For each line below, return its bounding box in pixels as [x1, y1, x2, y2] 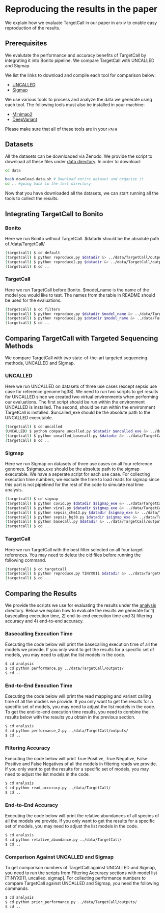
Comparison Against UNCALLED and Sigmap [5, 854, 114, 860]
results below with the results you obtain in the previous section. [5, 714, 136, 720]
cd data [5, 168, 21, 173]
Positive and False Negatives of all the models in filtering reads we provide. [5, 761, 157, 767]
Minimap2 [12, 111, 33, 117]
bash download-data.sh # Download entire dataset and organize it [5, 177, 144, 182]
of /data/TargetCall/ [5, 241, 45, 247]
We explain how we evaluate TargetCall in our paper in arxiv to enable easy [5, 20, 157, 26]
